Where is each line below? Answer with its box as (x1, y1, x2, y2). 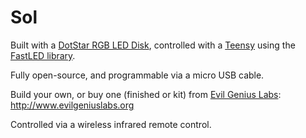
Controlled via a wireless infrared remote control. (10, 118, 212, 130)
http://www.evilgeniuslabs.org (10, 99, 135, 111)
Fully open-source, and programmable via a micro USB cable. (10, 69, 265, 81)
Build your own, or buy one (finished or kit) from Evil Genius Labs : (10, 88, 282, 100)
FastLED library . (10, 49, 76, 61)
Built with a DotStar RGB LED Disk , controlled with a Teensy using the (10, 39, 296, 51)
